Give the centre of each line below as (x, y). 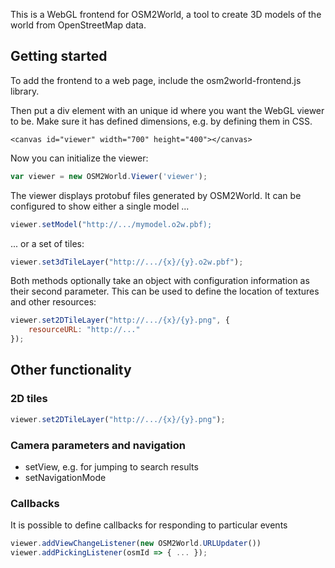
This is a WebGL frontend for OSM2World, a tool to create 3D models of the (166, 14)
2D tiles (29, 399)
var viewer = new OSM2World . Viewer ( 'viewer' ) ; (109, 176)
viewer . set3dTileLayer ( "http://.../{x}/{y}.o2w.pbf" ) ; (127, 262)
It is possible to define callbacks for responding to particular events (149, 525)
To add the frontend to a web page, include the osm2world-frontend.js (156, 80)
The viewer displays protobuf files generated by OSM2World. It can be (156, 195)
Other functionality (71, 370)
